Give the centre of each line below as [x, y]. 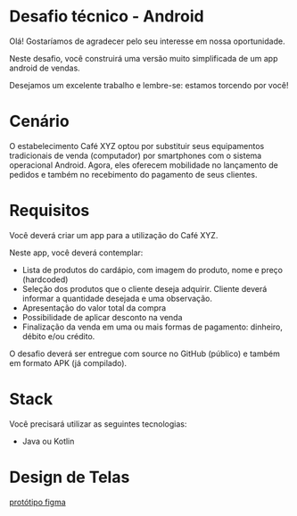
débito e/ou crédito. [58, 336]
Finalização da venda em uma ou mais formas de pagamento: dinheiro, [153, 327]
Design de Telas [70, 477]
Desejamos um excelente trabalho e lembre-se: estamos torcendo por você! [149, 85]
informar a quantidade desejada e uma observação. [117, 298]
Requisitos [49, 211]
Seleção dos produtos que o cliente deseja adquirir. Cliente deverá [144, 288]
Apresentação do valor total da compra [94, 308]
